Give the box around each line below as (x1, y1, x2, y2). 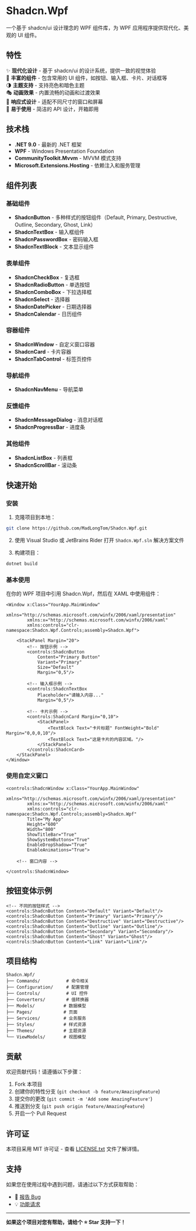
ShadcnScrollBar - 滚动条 (14, 461, 77, 469)
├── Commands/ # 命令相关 (6, 978, 89, 984)
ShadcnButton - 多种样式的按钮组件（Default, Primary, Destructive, (14, 214, 177, 221)
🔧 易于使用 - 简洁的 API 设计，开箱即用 (6, 105, 99, 112)
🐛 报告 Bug (14, 1193, 41, 1200)
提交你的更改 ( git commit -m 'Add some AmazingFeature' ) (14, 1095, 153, 1102)
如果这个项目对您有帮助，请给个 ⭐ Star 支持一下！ (6, 1218, 126, 1225)
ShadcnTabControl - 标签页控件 (14, 355, 92, 363)
